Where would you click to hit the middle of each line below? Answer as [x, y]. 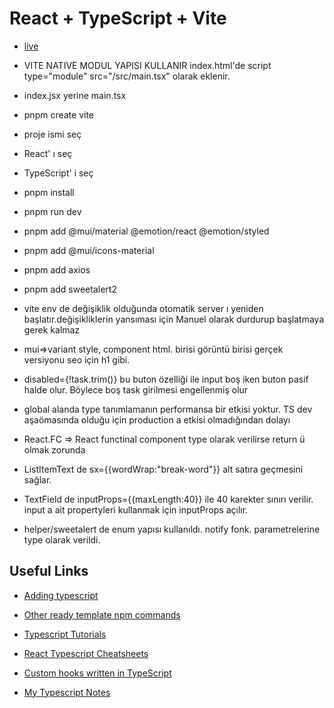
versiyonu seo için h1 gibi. [77, 359]
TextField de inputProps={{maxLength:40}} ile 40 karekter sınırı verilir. [168, 499]
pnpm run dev [52, 211]
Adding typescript [61, 595]
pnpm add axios [57, 269]
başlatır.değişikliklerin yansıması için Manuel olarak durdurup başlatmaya [174, 319]
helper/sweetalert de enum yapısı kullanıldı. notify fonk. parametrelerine [172, 529]
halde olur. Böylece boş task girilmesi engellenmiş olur [136, 389]
